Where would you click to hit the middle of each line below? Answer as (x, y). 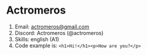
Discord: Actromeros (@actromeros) (59, 33)
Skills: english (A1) (37, 39)
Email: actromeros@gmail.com (52, 27)
